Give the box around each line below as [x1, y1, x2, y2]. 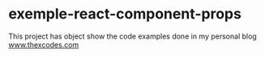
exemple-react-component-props [8, 5, 241, 23]
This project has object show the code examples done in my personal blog [8, 31, 257, 41]
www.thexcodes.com [8, 39, 79, 49]
